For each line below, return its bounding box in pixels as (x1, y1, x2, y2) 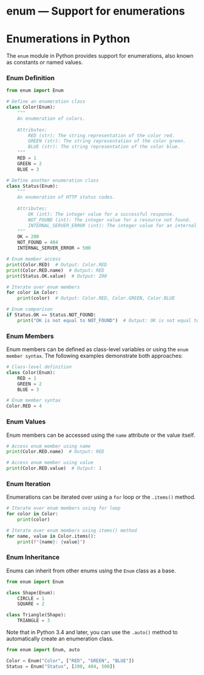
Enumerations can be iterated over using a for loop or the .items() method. (6, 493, 196, 501)
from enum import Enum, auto (6, 647, 80, 653)
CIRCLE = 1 (17, 595, 45, 601)
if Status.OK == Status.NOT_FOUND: (6, 312, 97, 318)
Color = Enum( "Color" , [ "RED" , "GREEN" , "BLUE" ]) (6, 657, 135, 663)
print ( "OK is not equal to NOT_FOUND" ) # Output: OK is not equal (17, 317, 191, 323)
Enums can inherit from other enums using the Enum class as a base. (6, 567, 176, 574)
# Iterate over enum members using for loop (6, 505, 121, 512)
